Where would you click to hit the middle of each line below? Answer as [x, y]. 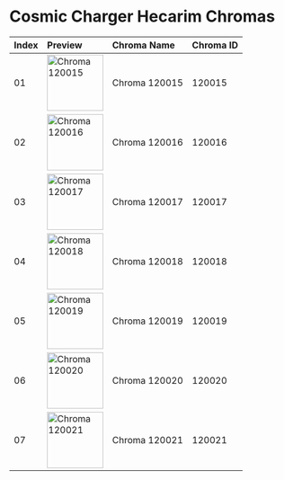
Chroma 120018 [148, 261]
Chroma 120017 [148, 201]
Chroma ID [215, 45]
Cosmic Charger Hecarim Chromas [142, 17]
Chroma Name [143, 45]
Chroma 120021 [148, 440]
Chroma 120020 [148, 380]
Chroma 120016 [148, 142]
